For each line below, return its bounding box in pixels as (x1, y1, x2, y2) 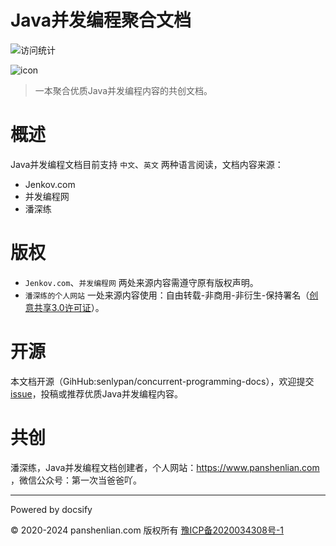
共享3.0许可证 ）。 (33, 301, 105, 313)
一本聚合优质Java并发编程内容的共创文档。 (34, 84, 213, 96)
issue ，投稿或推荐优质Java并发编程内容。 (10, 387, 183, 400)
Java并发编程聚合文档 (10, 9, 192, 32)
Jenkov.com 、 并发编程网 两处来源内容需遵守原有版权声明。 (24, 276, 259, 288)
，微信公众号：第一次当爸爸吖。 (10, 474, 142, 486)
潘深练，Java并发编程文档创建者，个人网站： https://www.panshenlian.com (10, 461, 320, 473)
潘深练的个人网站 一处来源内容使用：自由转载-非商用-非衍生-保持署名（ (24, 289, 310, 301)
